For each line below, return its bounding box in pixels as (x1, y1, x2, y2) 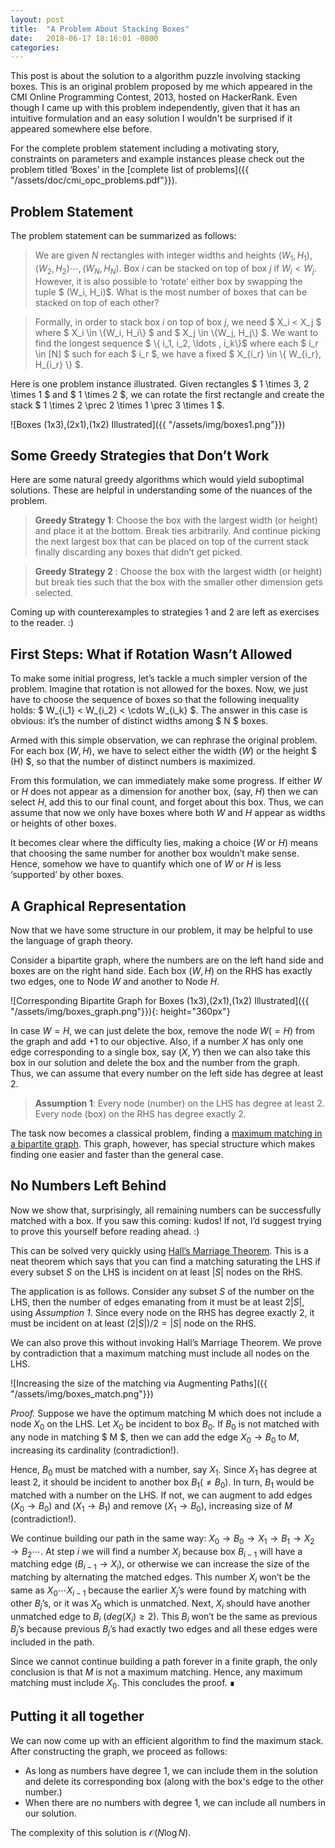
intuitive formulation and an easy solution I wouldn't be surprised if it (10, 112, 293, 125)
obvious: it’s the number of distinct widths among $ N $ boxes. (10, 715, 269, 727)
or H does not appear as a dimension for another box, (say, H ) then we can (10, 786, 319, 798)
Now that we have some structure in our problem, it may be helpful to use (10, 924, 313, 936)
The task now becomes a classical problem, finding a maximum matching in (10, 1127, 323, 1140)
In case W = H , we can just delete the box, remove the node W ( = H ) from (10, 1025, 315, 1037)
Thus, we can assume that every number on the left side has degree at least (10, 1067, 324, 1080)
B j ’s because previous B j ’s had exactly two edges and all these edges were (10, 1623, 318, 1638)
